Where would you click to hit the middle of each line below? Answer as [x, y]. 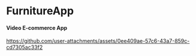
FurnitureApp [40, 11]
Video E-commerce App [37, 27]
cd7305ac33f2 [25, 47]
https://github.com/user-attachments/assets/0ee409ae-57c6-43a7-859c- [98, 41]
